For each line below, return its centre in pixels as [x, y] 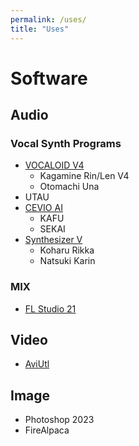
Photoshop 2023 [59, 420]
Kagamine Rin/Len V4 [84, 176]
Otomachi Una [69, 187]
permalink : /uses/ [48, 19]
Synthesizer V [53, 240]
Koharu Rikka [67, 250]
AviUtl [37, 364]
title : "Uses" [40, 29]
